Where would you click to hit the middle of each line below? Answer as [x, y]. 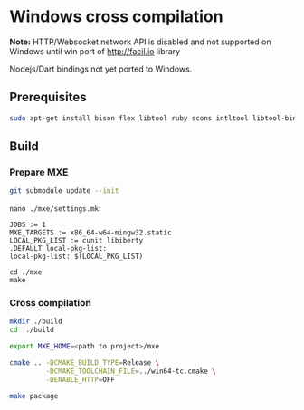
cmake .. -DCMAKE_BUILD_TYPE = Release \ [85, 363]
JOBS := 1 [28, 225]
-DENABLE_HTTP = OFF [81, 379]
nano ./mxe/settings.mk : [55, 208]
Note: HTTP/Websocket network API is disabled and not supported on [140, 42]
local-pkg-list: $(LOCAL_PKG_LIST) [76, 257]
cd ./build [32, 330]
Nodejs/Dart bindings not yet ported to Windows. [101, 69]
